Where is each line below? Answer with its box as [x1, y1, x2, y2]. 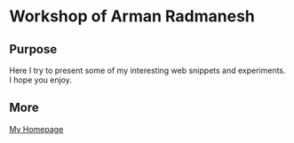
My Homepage [9, 123, 64, 134]
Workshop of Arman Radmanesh [9, 6, 255, 27]
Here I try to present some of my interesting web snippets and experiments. [9, 65, 286, 75]
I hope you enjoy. [9, 75, 73, 85]
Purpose [9, 42, 58, 57]
